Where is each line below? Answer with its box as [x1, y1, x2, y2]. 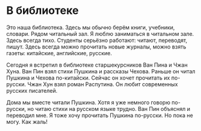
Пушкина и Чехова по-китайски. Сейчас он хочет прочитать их [6, 74, 171, 81]
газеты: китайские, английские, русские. [6, 49, 113, 56]
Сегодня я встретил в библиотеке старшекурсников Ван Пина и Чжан [6, 61, 188, 69]
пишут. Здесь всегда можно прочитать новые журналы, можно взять [6, 43, 186, 50]
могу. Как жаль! [6, 118, 48, 125]
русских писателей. [6, 87, 58, 94]
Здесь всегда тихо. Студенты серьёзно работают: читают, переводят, [6, 36, 188, 44]
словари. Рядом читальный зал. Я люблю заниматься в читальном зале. [6, 30, 194, 37]
